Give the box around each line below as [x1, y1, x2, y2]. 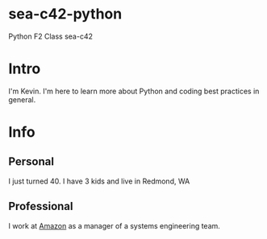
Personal [8, 155, 55, 169]
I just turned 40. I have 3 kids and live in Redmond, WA [8, 176, 190, 186]
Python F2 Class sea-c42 [8, 31, 93, 41]
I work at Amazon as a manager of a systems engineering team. [8, 220, 220, 230]
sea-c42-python [8, 5, 123, 23]
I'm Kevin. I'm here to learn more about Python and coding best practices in [8, 86, 260, 96]
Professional [8, 200, 73, 213]
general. [8, 94, 36, 105]
